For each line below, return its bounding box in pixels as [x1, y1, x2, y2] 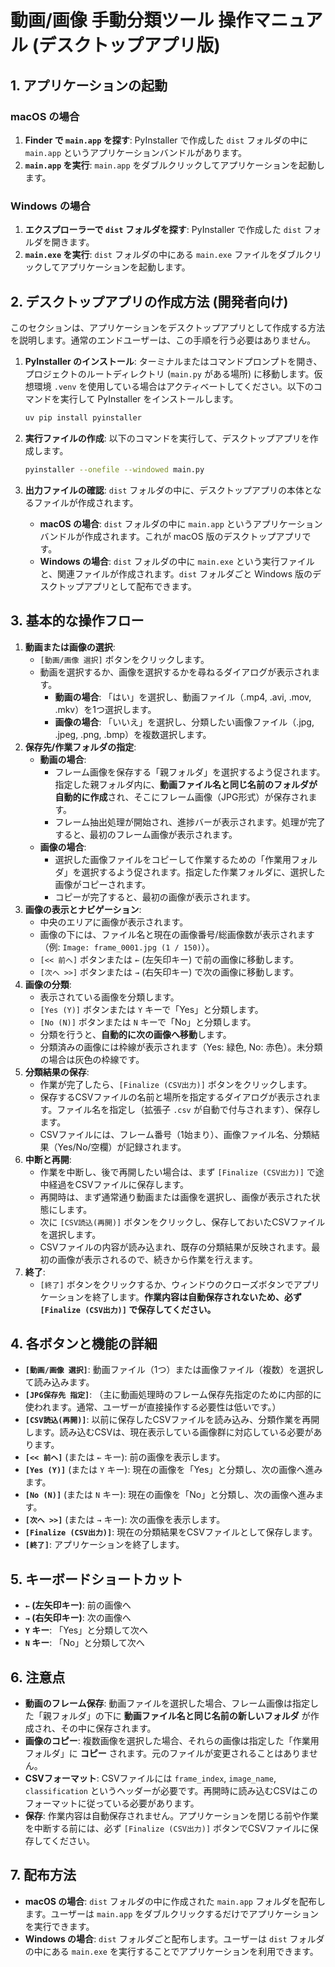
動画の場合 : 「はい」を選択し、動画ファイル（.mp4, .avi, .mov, [54, 691, 312, 703]
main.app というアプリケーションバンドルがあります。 [24, 146, 248, 158]
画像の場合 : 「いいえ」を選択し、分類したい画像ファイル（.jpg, [54, 716, 315, 728]
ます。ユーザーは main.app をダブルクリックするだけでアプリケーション [24, 1907, 319, 1920]
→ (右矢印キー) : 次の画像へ [24, 1612, 132, 1624]
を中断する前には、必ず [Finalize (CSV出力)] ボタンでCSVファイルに [24, 1822, 310, 1834]
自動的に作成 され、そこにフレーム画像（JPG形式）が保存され [54, 791, 309, 803]
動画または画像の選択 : [24, 641, 116, 653]
